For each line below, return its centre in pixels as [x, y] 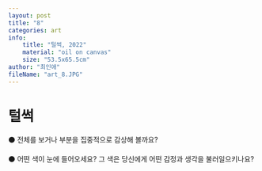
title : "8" [26, 23]
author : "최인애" [34, 67]
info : [17, 38]
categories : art [35, 30]
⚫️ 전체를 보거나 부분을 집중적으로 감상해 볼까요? [83, 139]
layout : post [30, 15]
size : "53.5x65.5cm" [56, 60]
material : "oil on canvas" [67, 52]
